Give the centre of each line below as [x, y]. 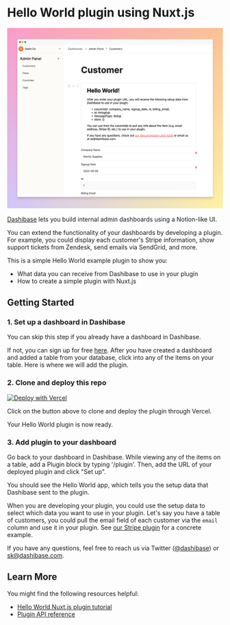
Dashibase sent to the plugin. [48, 492]
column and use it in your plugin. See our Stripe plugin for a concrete [104, 527]
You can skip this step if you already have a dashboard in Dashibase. [104, 337]
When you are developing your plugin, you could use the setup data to [106, 505]
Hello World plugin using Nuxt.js [101, 13]
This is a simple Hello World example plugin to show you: [87, 260]
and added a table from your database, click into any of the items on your [111, 358]
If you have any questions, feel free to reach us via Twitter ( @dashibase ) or [113, 548]
